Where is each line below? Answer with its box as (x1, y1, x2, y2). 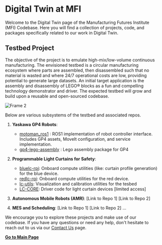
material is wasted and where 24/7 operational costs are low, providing (5, 72, 147, 78)
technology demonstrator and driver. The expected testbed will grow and (5, 88, 152, 94)
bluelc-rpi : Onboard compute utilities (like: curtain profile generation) (19, 165, 158, 171)
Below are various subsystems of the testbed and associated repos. (5, 112, 141, 118)
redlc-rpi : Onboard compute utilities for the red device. (19, 175, 129, 181)
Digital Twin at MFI (5, 3, 81, 15)
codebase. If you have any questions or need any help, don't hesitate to (5, 219, 149, 225)
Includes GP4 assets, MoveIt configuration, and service (19, 136, 131, 142)
